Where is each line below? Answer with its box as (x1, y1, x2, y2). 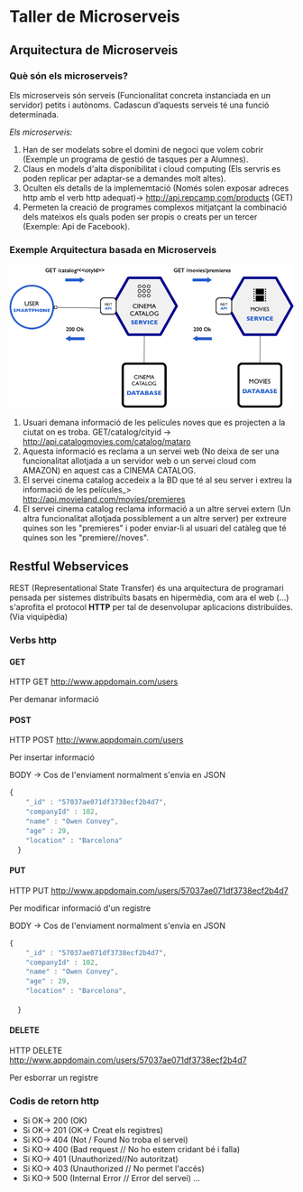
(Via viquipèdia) (9, 612, 69, 623)
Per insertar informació (9, 752, 95, 763)
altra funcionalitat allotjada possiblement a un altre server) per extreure (22, 513, 287, 524)
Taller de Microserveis (9, 6, 180, 27)
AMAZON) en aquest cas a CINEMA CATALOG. (22, 465, 197, 476)
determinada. (9, 108, 60, 119)
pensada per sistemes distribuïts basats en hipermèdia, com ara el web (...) (9, 592, 289, 603)
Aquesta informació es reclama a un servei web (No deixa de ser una (22, 446, 280, 457)
